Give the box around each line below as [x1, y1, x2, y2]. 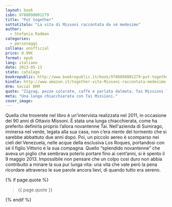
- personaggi [10, 41, 38, 46]
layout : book [5, 7, 33, 13]
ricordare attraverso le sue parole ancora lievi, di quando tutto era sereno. [5, 167, 161, 173]
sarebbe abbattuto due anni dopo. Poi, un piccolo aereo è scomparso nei [5, 134, 159, 140]
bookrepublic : [5, 74, 36, 80]
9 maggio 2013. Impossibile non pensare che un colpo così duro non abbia [5, 156, 162, 162]
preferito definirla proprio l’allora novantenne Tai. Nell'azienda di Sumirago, [5, 123, 164, 129]
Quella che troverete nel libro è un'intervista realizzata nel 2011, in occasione [5, 112, 167, 119]
